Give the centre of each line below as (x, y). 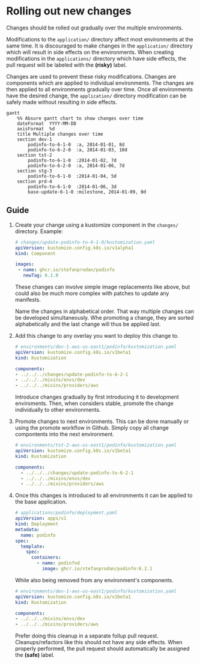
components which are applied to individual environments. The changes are (100, 83)
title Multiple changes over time (60, 134)
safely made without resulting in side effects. (62, 102)
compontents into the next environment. (64, 434)
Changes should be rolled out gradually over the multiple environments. (95, 28)
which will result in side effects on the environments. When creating (90, 52)
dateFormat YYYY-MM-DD (47, 123)
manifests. (28, 300)
